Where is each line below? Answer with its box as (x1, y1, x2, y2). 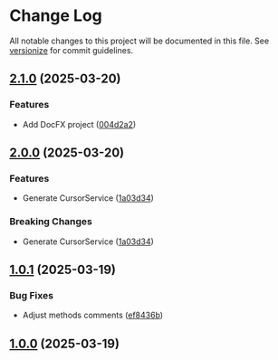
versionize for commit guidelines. (9, 44, 134, 55)
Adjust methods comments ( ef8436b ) (22, 309, 164, 321)
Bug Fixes (9, 289, 54, 301)
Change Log (9, 5, 102, 26)
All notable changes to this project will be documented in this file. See (9, 35, 270, 46)
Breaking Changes (9, 215, 93, 228)
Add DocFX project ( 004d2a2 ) (22, 118, 137, 129)
